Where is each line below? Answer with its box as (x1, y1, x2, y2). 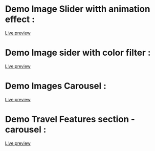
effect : (5, 14, 35, 25)
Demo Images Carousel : (5, 81, 107, 91)
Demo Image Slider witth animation (5, 3, 151, 15)
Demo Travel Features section (5, 114, 129, 125)
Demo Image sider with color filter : (5, 47, 151, 58)
